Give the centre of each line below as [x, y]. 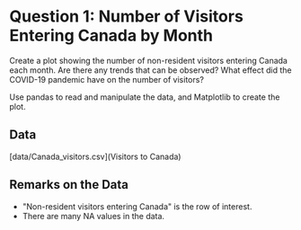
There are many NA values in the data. [93, 216]
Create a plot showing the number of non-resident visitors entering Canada [148, 60]
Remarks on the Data [69, 185]
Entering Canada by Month [111, 35]
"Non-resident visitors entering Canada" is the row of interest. [137, 206]
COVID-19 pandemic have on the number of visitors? [107, 79]
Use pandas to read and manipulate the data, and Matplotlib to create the [145, 97]
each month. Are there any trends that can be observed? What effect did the [150, 70]
